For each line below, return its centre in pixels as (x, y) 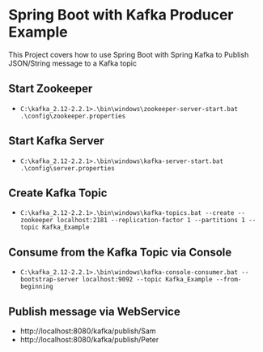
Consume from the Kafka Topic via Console (120, 252)
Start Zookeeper (51, 89)
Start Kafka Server (56, 141)
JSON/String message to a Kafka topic (73, 63)
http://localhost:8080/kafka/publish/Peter (89, 339)
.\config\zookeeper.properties (73, 116)
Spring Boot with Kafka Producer (121, 15)
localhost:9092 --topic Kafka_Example (147, 280)
